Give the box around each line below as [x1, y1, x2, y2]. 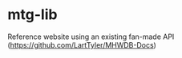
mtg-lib [7, 6, 58, 24]
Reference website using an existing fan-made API [7, 32, 175, 41]
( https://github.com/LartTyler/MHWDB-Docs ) [7, 40, 157, 49]
